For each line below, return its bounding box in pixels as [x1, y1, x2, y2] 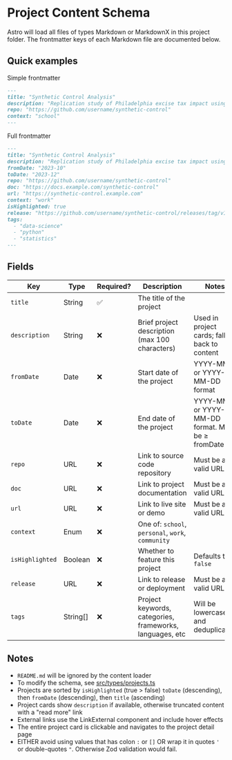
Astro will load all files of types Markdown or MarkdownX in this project [7, 28, 211, 36]
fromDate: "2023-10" [7, 164, 67, 171]
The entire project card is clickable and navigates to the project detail [17, 723, 215, 731]
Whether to [137, 546, 175, 556]
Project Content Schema [7, 5, 151, 21]
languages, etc [137, 629, 186, 639]
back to [193, 339, 218, 348]
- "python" [13, 229, 45, 236]
